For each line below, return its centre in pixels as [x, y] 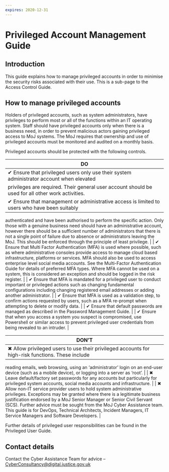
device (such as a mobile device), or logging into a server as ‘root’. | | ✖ [79, 373]
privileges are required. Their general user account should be [80, 187]
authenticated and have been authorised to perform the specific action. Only [84, 221]
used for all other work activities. [46, 193]
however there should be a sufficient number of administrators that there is [83, 231]
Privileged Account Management [76, 35]
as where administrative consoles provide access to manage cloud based [81, 252]
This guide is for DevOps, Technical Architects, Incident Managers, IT [77, 410]
